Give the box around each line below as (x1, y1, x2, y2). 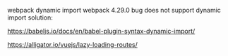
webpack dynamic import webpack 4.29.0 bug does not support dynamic (7, 6, 221, 14)
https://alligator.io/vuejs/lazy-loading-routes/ (7, 41, 138, 48)
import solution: (7, 13, 53, 22)
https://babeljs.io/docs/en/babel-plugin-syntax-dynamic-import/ (7, 27, 196, 35)
